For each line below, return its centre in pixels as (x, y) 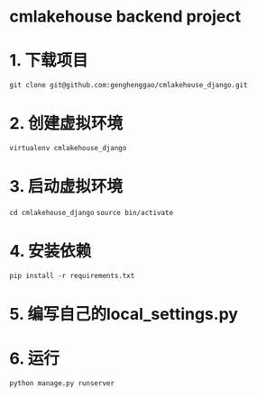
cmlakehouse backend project (125, 17)
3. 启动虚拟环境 (66, 187)
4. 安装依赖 (50, 252)
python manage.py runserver (62, 383)
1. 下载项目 (49, 61)
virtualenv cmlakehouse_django (68, 149)
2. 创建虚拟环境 (66, 124)
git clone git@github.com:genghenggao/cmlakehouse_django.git (128, 86)
